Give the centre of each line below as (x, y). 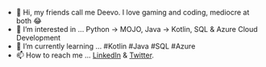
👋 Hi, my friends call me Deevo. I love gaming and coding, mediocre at (133, 12)
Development (38, 37)
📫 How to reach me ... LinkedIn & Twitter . (85, 55)
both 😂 (29, 21)
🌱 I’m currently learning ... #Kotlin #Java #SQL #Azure (106, 46)
